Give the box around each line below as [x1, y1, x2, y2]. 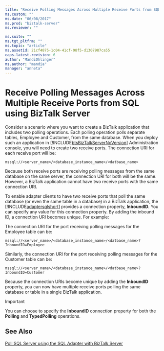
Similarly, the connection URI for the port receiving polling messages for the [5, 251, 158, 257]
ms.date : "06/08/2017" [5, 16, 51, 21]
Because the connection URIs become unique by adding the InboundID [5, 279, 149, 284]
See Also [5, 328, 33, 336]
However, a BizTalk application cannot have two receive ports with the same [5, 179, 158, 185]
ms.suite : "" [5, 34, 32, 39]
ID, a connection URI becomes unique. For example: [5, 214, 109, 220]
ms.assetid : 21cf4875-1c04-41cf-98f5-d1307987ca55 [5, 47, 110, 53]
